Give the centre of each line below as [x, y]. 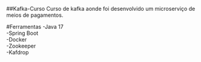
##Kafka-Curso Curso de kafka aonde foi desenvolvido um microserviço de [101, 9]
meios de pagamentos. [35, 15]
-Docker [17, 39]
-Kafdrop [18, 52]
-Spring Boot [22, 33]
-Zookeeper [21, 46]
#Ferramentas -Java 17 [35, 27]
